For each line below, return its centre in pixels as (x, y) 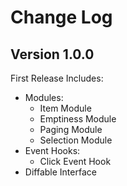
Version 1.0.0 (52, 54)
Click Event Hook (75, 161)
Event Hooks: (52, 150)
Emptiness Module (78, 119)
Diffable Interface (60, 172)
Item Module (65, 108)
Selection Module (76, 140)
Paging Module (71, 129)
